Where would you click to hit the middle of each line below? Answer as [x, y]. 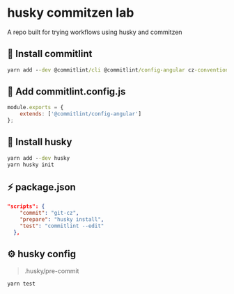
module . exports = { [36, 108]
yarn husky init [31, 165]
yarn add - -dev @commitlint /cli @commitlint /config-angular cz [101, 70]
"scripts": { [26, 206]
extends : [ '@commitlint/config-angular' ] [80, 114]
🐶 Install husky [40, 142]
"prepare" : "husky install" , [62, 220]
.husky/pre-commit [52, 271]
